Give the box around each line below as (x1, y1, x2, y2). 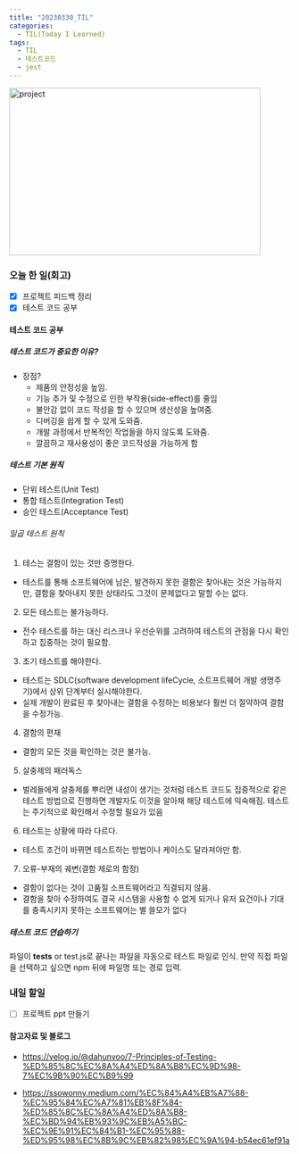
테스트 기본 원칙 (9, 460, 64, 470)
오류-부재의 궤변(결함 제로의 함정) (21, 863, 140, 875)
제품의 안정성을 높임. (35, 381, 108, 393)
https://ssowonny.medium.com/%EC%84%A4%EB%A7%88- (21, 1087, 249, 1098)
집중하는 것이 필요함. (38, 637, 112, 648)
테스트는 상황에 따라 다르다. (21, 826, 119, 836)
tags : (9, 37, 29, 47)
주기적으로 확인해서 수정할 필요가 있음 (31, 807, 163, 818)
